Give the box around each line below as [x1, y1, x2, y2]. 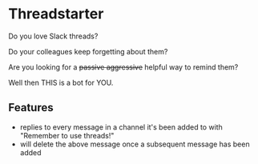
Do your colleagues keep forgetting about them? [8, 46, 168, 56]
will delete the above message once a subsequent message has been [19, 139, 250, 149]
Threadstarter [8, 5, 104, 23]
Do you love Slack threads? [8, 31, 99, 41]
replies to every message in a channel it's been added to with [19, 122, 223, 132]
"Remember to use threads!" [19, 130, 115, 140]
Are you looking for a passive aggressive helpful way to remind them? [8, 62, 239, 72]
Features [8, 101, 54, 114]
